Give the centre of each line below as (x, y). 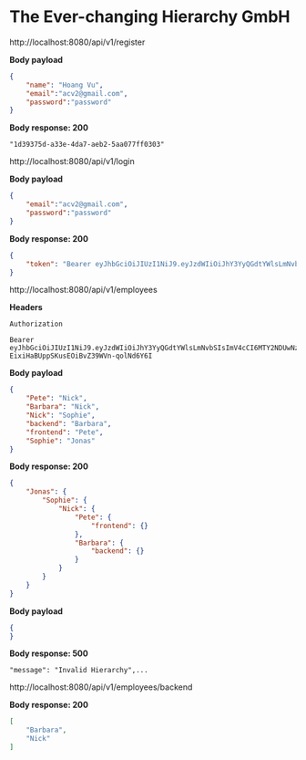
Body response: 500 (49, 653)
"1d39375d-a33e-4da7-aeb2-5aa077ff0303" (87, 145)
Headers (26, 307)
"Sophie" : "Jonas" (61, 441)
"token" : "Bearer (59, 264)
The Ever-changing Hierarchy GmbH (150, 17)
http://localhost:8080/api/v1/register (77, 42)
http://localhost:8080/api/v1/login (72, 161)
